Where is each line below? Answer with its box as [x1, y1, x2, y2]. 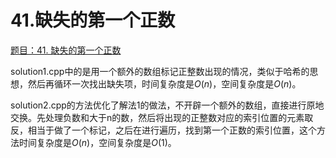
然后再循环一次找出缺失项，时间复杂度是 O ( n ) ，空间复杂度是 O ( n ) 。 [27, 77, 302, 90]
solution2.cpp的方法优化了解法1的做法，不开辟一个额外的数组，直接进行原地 [10, 99, 325, 111]
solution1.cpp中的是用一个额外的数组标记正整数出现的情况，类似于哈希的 [10, 65, 310, 77]
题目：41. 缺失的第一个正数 [10, 44, 122, 56]
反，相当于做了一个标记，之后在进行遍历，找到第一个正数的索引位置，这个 [10, 124, 317, 136]
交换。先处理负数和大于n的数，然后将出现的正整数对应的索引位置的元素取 [10, 111, 314, 123]
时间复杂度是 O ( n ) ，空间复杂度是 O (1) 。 [18, 136, 177, 148]
